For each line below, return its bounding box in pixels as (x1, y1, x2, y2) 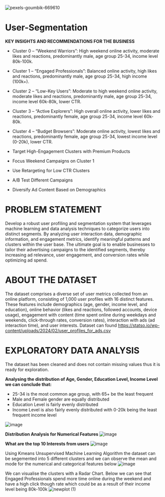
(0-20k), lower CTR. (12, 138, 53, 144)
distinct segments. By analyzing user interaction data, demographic (5, 230, 142, 237)
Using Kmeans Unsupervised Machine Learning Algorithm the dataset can (5, 450, 156, 456)
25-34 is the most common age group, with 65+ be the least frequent (12, 391, 154, 397)
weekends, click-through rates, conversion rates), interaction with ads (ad (5, 317, 155, 323)
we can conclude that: (5, 381, 52, 387)
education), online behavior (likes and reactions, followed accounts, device (5, 307, 158, 313)
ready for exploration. (5, 366, 49, 372)
